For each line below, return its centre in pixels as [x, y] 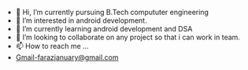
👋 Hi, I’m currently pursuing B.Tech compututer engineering [112, 12]
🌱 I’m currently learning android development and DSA [104, 29]
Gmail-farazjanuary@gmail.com [67, 57]
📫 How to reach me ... [52, 46]
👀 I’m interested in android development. [81, 20]
